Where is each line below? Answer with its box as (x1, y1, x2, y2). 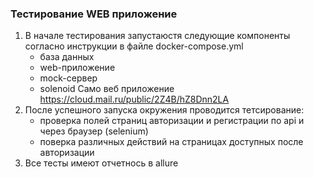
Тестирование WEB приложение (10, 7, 178, 21)
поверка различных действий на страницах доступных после (39, 136, 304, 148)
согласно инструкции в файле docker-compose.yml (24, 40, 244, 52)
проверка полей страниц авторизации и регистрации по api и (39, 115, 305, 127)
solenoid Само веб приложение (39, 83, 175, 95)
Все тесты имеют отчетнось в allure (24, 157, 179, 169)
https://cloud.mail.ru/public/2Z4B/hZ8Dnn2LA (39, 93, 230, 106)
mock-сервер (39, 72, 98, 84)
